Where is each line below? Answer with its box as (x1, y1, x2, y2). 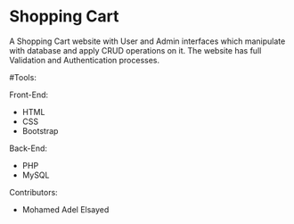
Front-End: (9, 89, 49, 100)
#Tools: (9, 71, 37, 82)
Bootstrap (21, 125, 59, 136)
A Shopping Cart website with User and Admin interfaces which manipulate (9, 36, 286, 46)
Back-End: (9, 143, 47, 153)
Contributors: (9, 187, 58, 197)
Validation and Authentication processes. (9, 54, 160, 65)
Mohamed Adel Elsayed (21, 203, 110, 215)
